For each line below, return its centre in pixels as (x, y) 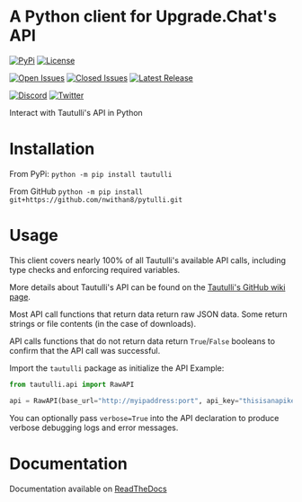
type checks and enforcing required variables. (95, 269)
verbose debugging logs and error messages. (94, 427)
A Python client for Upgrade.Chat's (143, 17)
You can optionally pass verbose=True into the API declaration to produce (144, 418)
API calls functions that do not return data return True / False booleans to (142, 341)
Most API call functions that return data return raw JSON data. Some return (148, 314)
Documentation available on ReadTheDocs (89, 489)
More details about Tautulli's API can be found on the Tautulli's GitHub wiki (147, 287)
